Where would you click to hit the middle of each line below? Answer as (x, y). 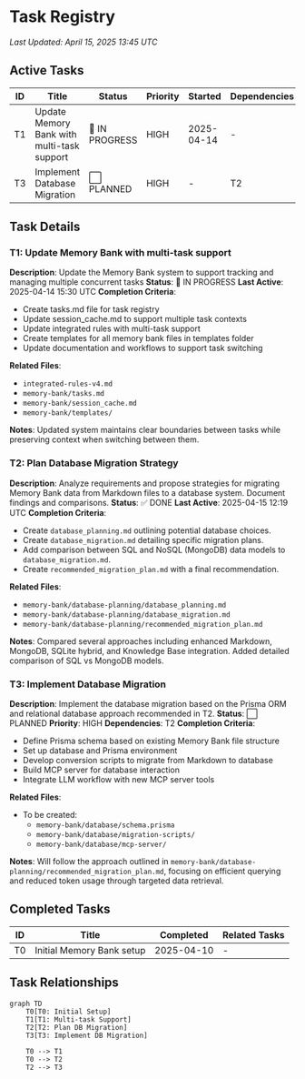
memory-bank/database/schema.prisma (105, 825)
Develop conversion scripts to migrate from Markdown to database (148, 761)
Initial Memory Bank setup (90, 950)
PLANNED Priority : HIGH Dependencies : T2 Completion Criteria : (133, 723)
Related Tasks (253, 934)
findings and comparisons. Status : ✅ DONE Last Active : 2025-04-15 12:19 (149, 502)
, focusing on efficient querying (222, 872)
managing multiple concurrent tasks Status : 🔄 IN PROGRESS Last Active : (147, 282)
